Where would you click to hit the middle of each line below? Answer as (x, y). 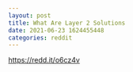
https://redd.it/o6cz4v (44, 60)
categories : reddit (40, 38)
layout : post (30, 15)
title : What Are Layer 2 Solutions (67, 23)
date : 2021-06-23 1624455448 (56, 30)
